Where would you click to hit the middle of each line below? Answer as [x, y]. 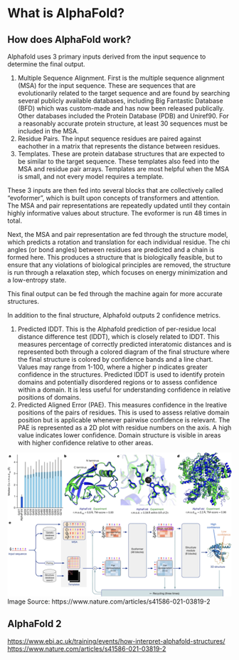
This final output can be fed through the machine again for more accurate [115, 294]
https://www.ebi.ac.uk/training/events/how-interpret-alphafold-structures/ [116, 641]
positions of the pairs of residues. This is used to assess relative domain [123, 412]
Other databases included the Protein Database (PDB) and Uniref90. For [123, 116]
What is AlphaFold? [66, 13]
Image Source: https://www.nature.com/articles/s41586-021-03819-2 [109, 601]
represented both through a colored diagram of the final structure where [123, 352]
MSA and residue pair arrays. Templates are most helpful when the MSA [123, 169]
